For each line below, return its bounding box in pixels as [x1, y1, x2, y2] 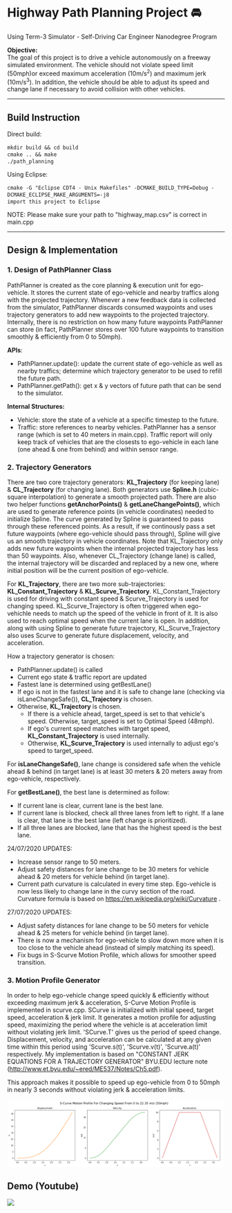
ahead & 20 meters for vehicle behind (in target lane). [17, 873, 170, 881]
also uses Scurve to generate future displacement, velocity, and [7, 631, 188, 640]
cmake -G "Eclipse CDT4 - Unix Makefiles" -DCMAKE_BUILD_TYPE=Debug [7, 184, 209, 192]
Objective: [7, 46, 38, 54]
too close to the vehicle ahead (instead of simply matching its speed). [17, 944, 215, 952]
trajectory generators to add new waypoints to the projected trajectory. [7, 310, 209, 319]
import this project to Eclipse [7, 198, 100, 206]
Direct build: [7, 130, 42, 139]
